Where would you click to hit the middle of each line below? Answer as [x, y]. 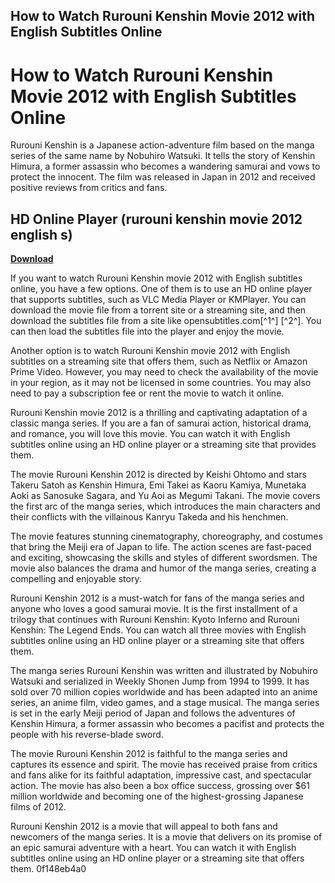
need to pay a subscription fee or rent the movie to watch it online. [147, 393]
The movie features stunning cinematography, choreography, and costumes [166, 536]
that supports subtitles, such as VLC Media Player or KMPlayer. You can [158, 300]
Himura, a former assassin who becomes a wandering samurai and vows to [165, 166]
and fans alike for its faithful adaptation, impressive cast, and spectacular [161, 775]
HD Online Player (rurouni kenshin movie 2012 [156, 219]
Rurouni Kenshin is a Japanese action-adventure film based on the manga [162, 145]
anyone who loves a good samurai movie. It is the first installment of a [154, 609]
